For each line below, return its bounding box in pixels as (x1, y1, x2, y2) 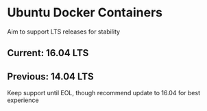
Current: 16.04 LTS (7, 47, 89, 59)
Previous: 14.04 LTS (7, 71, 94, 82)
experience (7, 96, 39, 104)
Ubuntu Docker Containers (7, 5, 163, 21)
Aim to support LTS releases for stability (7, 27, 121, 36)
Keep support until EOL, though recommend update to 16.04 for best (7, 89, 201, 97)
